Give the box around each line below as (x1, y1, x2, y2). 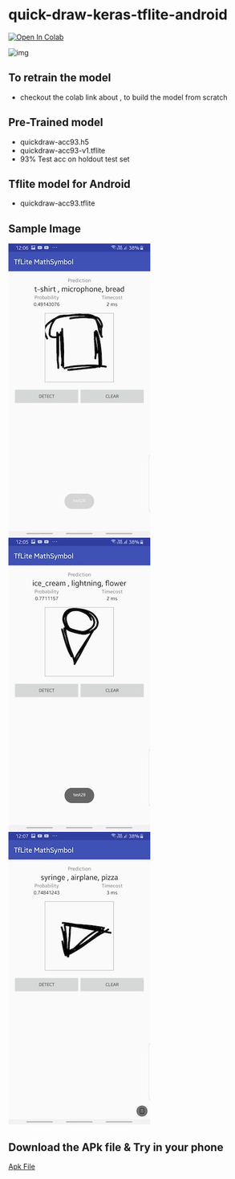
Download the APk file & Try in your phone (8, 1140, 224, 1154)
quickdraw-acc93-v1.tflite (19, 145, 106, 155)
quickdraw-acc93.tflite (19, 198, 95, 208)
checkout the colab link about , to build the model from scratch (19, 92, 228, 102)
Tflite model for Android (8, 177, 131, 190)
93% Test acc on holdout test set (19, 154, 130, 164)
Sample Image (8, 222, 82, 235)
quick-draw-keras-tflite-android (8, 6, 228, 24)
